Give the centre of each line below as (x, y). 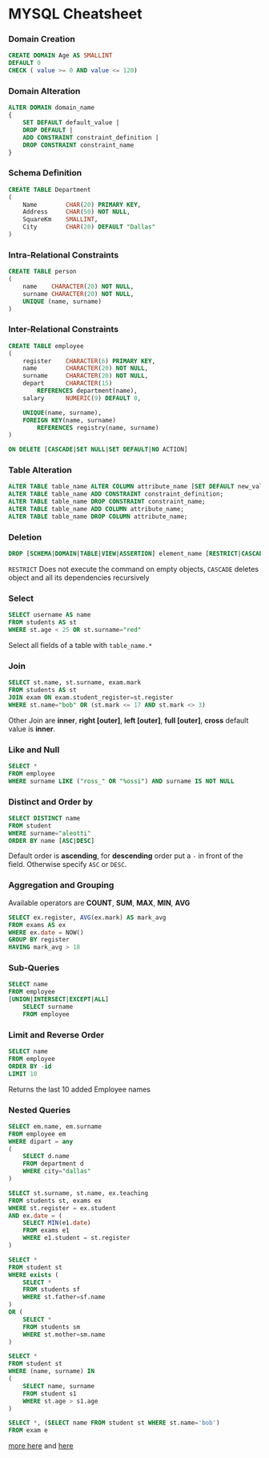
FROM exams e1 (46, 1231)
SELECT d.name (46, 1156)
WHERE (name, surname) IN (51, 1371)
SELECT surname (48, 1007)
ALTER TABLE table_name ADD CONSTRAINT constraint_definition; (116, 494)
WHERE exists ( (34, 1275)
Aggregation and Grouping (61, 885)
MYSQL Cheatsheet (75, 14)
